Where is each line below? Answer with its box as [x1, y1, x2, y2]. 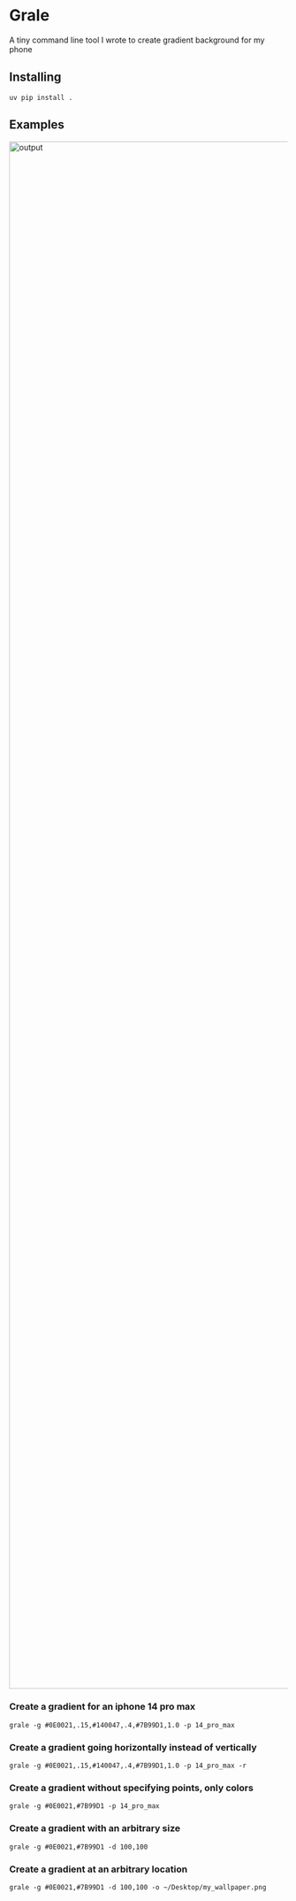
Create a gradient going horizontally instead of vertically [9, 1741, 258, 1753]
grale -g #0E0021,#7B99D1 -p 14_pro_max [9, 1802, 161, 1811]
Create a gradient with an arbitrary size [9, 1822, 181, 1835]
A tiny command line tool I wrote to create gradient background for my [9, 35, 265, 45]
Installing [9, 70, 62, 85]
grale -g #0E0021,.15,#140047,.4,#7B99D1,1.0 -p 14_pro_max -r [9, 1761, 247, 1771]
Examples [9, 117, 65, 133]
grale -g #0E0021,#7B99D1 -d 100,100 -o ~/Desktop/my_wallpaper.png [9, 1883, 267, 1892]
